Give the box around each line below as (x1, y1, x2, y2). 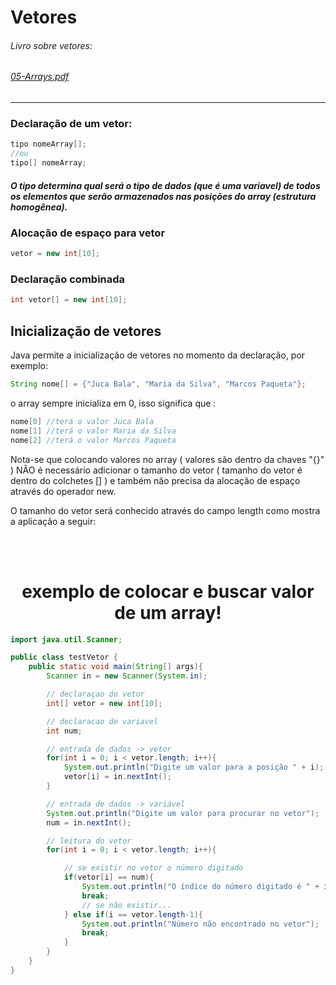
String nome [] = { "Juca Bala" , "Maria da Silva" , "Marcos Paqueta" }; (10, 379, 307, 390)
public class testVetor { (10, 652, 118, 663)
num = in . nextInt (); (46, 817, 132, 828)
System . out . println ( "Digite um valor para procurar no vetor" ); (46, 808, 320, 818)
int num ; (46, 726, 83, 736)
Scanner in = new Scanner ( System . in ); (46, 671, 208, 681)
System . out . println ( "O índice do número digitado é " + (81, 882, 320, 892)
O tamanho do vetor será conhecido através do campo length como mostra (10, 504, 321, 516)
